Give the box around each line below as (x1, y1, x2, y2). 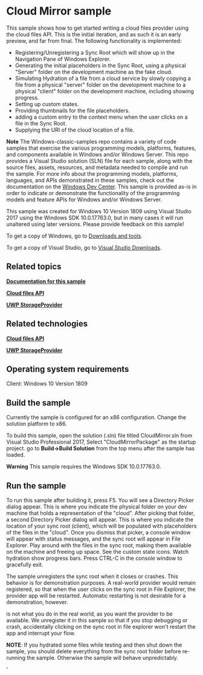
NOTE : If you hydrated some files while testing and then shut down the (6, 641, 182, 648)
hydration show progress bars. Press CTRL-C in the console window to (6, 554, 182, 562)
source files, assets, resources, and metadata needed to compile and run (6, 164, 188, 171)
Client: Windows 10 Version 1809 (6, 380, 88, 387)
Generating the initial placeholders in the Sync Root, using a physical (14, 62, 186, 69)
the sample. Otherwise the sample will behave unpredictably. (27, 654, 178, 661)
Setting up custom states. (14, 100, 79, 107)
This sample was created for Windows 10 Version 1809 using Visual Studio (6, 207, 192, 214)
